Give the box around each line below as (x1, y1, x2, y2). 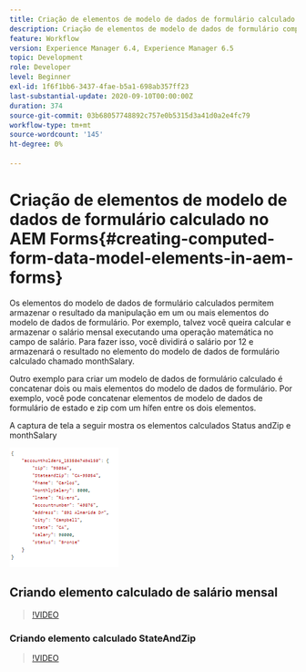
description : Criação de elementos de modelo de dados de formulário (9, 24, 280, 34)
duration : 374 (9, 101, 64, 110)
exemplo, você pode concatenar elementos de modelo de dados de (9, 392, 263, 403)
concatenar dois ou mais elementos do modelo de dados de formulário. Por (9, 383, 293, 394)
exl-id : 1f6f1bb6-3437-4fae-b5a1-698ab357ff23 (9, 82, 189, 91)
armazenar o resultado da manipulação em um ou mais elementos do (9, 306, 270, 318)
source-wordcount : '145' (9, 130, 104, 140)
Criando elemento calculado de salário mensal (9, 584, 279, 601)
